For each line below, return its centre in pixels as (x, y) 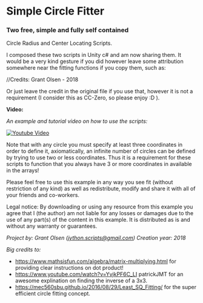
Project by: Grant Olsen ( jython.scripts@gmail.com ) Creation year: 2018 (96, 238)
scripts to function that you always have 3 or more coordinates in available (99, 164)
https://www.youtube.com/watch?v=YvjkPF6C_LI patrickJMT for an (99, 275)
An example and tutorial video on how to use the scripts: (77, 121)
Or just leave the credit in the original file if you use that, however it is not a (100, 92)
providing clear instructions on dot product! (69, 268)
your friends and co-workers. (43, 195)
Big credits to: (24, 250)
